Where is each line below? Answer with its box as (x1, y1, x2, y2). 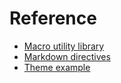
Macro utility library (23, 40, 105, 52)
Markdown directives (23, 50, 111, 62)
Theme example (23, 61, 91, 73)
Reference (9, 7, 97, 30)
